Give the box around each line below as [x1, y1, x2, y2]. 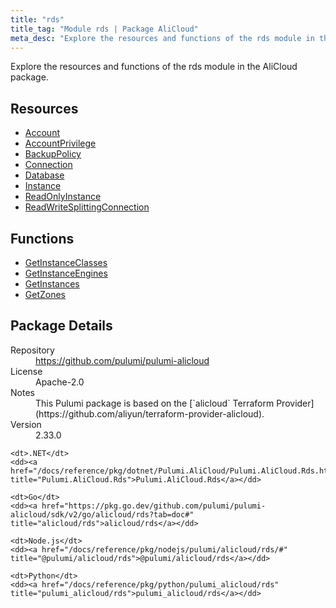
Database [24, 169, 65, 181]
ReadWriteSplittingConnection [24, 201, 150, 213]
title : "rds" [10, 14, 65, 25]
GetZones [24, 289, 67, 300]
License [10, 365, 43, 377]
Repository [10, 344, 55, 356]
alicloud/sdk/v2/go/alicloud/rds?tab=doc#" [10, 509, 195, 520]
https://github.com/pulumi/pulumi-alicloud [35, 354, 210, 366]
